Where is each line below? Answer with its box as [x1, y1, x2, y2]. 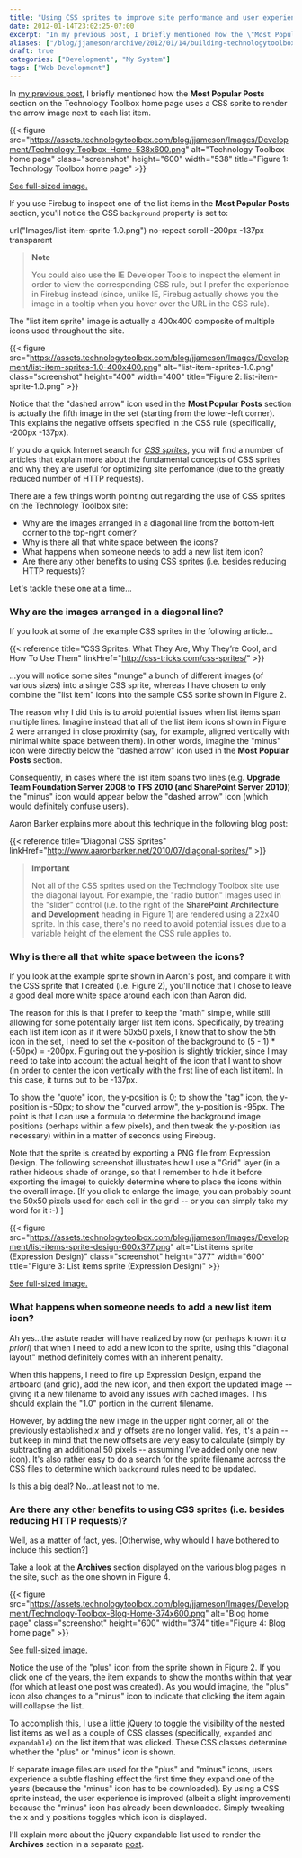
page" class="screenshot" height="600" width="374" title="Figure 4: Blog [9, 1618, 286, 1628]
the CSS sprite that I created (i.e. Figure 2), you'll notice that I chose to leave [9, 981, 292, 992]
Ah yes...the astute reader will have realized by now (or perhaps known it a [9, 1332, 287, 1343]
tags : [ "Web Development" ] [9, 64, 111, 73]
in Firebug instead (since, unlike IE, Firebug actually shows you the [31, 288, 279, 299]
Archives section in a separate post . [9, 1839, 145, 1850]
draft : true [9, 47, 54, 56]
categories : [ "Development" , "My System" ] [9, 55, 171, 64]
